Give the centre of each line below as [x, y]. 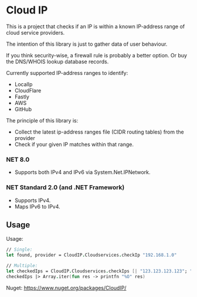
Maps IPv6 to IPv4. [37, 206]
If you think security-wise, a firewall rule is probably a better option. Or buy [97, 55]
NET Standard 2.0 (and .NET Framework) [65, 187]
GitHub [23, 109]
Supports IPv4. [33, 200]
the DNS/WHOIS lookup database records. [57, 62]
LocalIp [23, 84]
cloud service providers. [35, 32]
